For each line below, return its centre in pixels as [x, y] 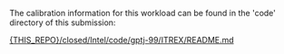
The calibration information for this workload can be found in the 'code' [143, 13]
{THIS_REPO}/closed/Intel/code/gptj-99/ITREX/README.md [122, 40]
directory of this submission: [63, 22]
